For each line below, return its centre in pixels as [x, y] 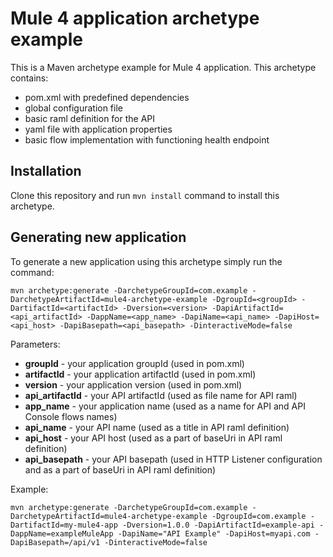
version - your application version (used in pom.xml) [133, 384]
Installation [46, 171]
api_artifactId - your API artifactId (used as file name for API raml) [161, 395]
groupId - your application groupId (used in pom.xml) [134, 363]
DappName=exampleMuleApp [62, 533]
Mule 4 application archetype [135, 18]
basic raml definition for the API [90, 118]
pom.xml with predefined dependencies [107, 97]
